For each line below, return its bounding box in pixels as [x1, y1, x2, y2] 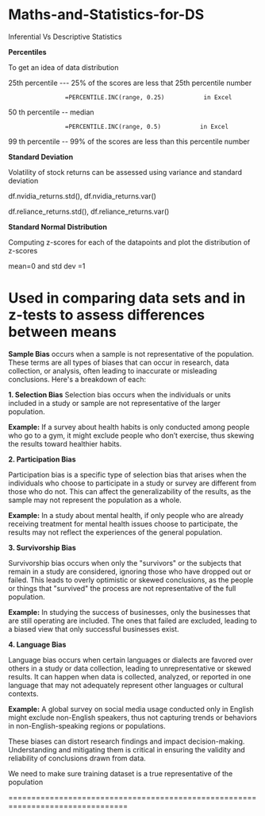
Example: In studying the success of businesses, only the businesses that [8, 607, 251, 617]
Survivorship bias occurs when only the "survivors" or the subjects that [8, 558, 242, 567]
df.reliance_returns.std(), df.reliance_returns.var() [8, 207, 170, 216]
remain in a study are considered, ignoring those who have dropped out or [8, 567, 252, 576]
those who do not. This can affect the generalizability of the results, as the [8, 486, 252, 496]
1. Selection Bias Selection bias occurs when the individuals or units [8, 389, 232, 399]
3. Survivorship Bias [8, 543, 77, 552]
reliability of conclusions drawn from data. [8, 753, 147, 763]
